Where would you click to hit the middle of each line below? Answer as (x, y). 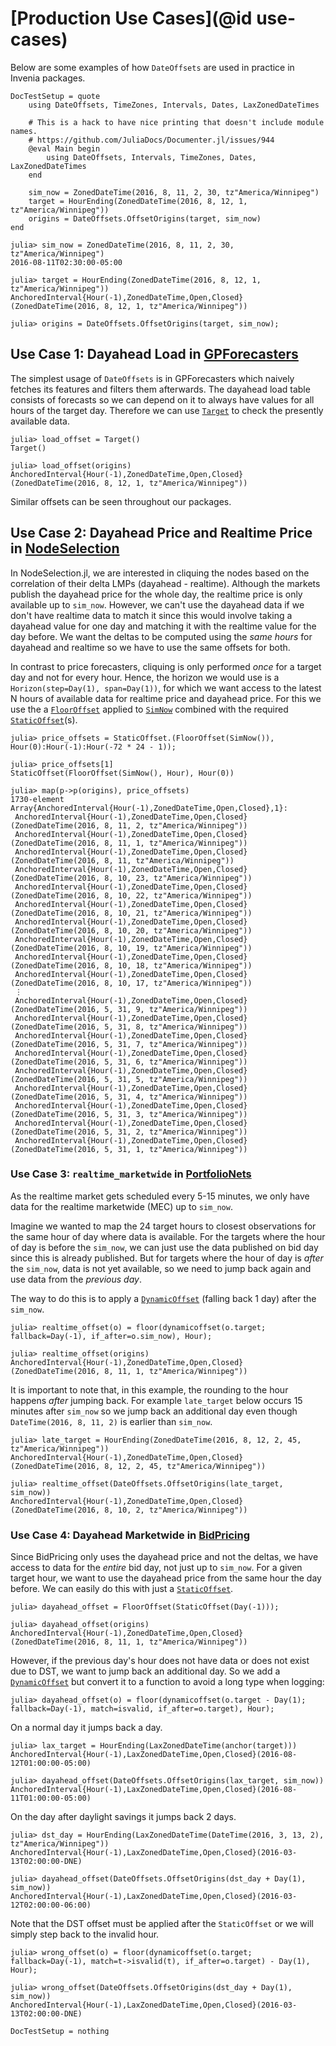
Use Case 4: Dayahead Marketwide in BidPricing (130, 1535)
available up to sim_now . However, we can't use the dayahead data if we (157, 604)
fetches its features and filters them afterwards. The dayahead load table (160, 389)
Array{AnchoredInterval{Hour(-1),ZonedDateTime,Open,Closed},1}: (149, 808)
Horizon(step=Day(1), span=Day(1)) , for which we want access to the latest (166, 688)
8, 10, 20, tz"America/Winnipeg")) (178, 930)
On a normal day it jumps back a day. (86, 1728)
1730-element (37, 799)
